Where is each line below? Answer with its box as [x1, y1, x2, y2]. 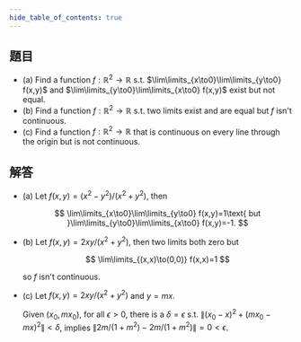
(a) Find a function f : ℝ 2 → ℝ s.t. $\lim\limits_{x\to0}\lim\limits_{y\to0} [22, 73, 282, 85]
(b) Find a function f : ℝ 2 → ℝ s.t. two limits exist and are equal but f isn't [22, 104, 292, 116]
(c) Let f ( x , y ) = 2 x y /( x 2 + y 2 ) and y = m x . [22, 288, 175, 301]
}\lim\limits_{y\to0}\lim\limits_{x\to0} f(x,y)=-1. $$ [66, 217, 249, 228]
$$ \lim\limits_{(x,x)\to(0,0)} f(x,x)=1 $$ [84, 253, 231, 265]
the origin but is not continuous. [22, 136, 141, 147]
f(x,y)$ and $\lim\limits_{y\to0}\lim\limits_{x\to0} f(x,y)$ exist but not [22, 84, 276, 95]
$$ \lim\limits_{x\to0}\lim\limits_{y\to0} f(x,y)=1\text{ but [54, 207, 261, 218]
